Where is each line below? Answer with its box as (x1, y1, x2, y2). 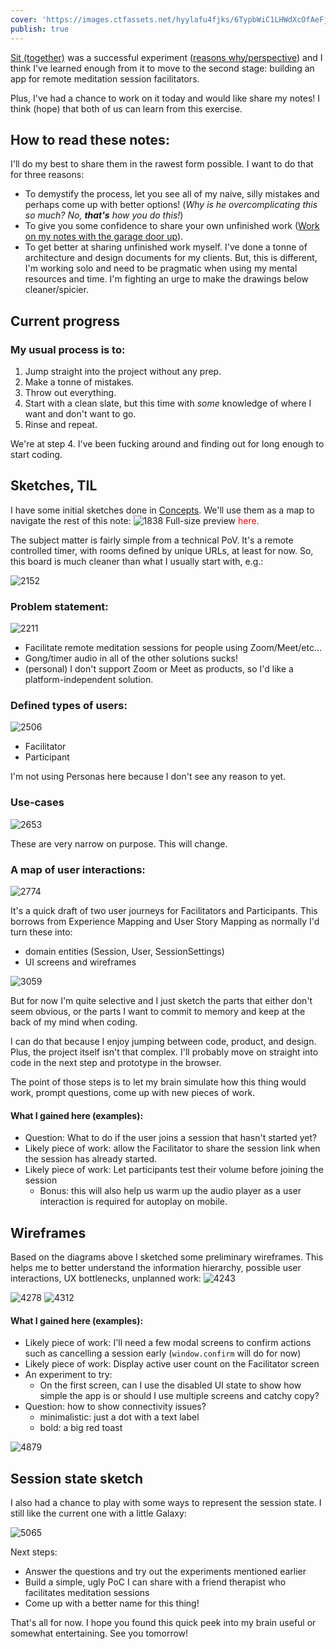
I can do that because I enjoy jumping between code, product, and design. (10, 1036, 317, 1047)
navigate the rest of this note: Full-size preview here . (10, 514, 260, 526)
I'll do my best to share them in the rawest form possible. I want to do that (10, 158, 314, 170)
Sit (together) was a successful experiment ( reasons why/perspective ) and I (10, 51, 323, 63)
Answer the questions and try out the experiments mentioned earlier (24, 1566, 307, 1578)
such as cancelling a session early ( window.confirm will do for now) (24, 1347, 302, 1360)
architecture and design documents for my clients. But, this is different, (24, 252, 318, 264)
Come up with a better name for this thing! (24, 1597, 200, 1610)
